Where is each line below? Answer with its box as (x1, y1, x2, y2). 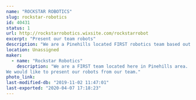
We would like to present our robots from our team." (6, 69, 141, 75)
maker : (6, 52, 22, 58)
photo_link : (6, 74, 35, 80)
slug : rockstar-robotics (6, 14, 67, 20)
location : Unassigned (6, 47, 59, 53)
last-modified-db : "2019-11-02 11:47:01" (6, 80, 109, 86)
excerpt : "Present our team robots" (6, 36, 96, 42)
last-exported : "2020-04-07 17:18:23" (6, 85, 101, 91)
